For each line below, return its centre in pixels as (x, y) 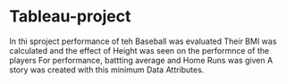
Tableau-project (70, 17)
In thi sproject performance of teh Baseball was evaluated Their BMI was (143, 41)
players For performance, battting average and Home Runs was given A (141, 60)
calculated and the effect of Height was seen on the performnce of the (139, 50)
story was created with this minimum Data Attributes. (107, 70)
